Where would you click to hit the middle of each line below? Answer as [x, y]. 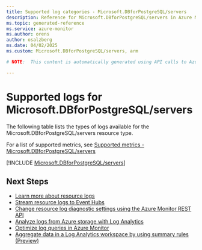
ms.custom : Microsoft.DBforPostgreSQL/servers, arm [72, 51]
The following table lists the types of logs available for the [78, 127]
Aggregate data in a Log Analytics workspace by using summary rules [102, 234]
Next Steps [27, 181]
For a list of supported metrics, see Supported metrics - [75, 145]
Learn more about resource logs [55, 196]
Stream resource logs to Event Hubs [60, 202]
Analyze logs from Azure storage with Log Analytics [79, 222]
